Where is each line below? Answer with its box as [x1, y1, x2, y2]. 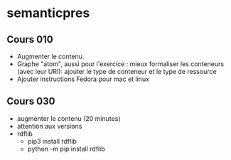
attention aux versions [16, 122, 82, 130]
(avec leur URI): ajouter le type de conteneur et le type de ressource [16, 68, 217, 75]
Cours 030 [6, 95, 55, 107]
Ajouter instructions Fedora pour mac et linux [16, 75, 150, 83]
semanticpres [6, 5, 90, 21]
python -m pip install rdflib [27, 144, 105, 153]
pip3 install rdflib [27, 137, 77, 145]
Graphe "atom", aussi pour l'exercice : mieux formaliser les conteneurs [16, 60, 225, 68]
